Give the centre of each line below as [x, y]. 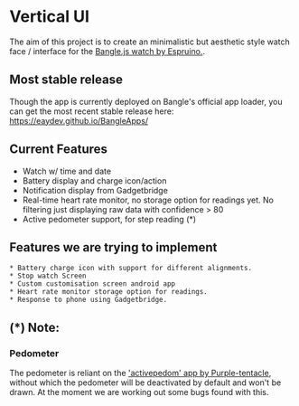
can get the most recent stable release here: [92, 111]
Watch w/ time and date [66, 171]
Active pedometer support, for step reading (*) [109, 219]
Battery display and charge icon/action [94, 180]
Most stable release [66, 80]
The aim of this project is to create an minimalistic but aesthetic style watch [150, 42]
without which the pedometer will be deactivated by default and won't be [145, 382]
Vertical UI [50, 17]
